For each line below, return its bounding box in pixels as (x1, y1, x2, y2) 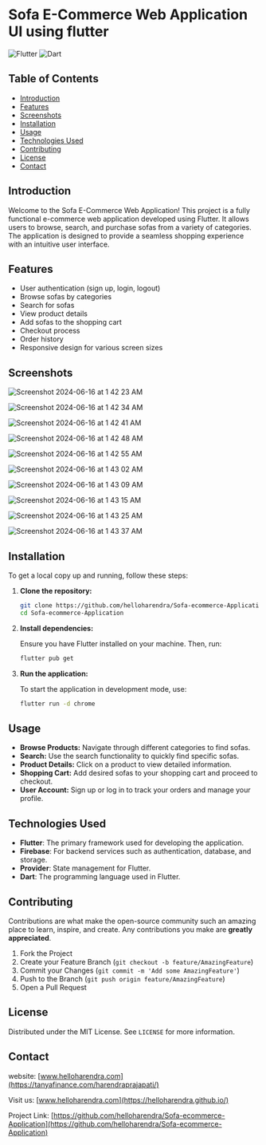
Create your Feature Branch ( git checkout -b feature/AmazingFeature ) (19, 957, 254, 966)
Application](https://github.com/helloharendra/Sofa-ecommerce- (8, 1119, 222, 1128)
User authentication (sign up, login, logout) (19, 283, 161, 293)
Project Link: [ (8, 1111, 54, 1120)
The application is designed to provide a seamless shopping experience (8, 231, 244, 240)
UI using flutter (8, 22, 109, 41)
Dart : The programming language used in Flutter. (19, 872, 181, 882)
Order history (19, 334, 64, 344)
